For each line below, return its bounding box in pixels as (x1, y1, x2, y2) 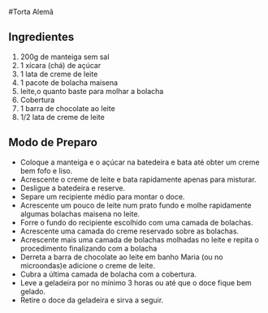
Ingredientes (8, 30, 75, 44)
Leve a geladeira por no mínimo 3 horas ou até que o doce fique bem (19, 277, 252, 287)
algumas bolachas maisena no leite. (19, 208, 140, 218)
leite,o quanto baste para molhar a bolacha (19, 86, 164, 96)
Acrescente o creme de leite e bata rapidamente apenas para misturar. (19, 174, 257, 184)
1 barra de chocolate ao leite (19, 103, 115, 113)
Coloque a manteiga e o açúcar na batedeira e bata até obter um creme (19, 157, 260, 167)
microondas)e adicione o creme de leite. (19, 260, 156, 270)
